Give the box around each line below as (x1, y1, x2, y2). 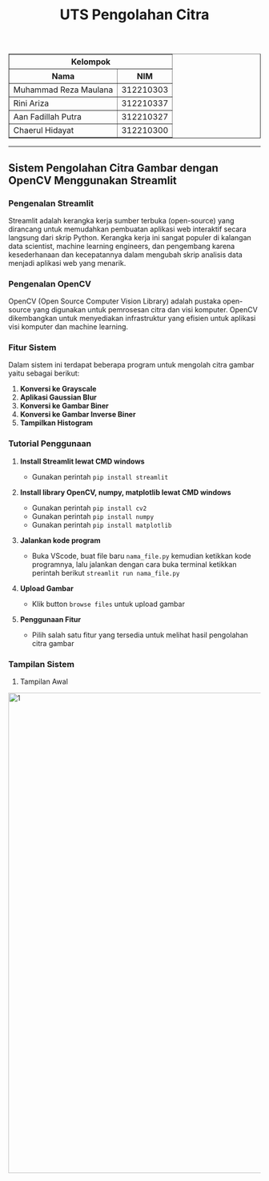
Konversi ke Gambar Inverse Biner (19, 410, 136, 420)
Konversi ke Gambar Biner (19, 401, 110, 411)
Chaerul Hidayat (13, 125, 74, 136)
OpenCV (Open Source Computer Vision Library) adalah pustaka (8, 296, 222, 306)
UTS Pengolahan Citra (59, 6, 210, 24)
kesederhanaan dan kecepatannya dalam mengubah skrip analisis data (8, 250, 243, 259)
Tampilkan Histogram (19, 418, 94, 428)
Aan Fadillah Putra (13, 111, 82, 123)
